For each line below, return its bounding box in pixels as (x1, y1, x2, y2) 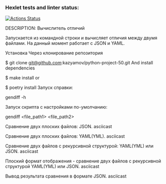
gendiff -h (5, 95, 26, 101)
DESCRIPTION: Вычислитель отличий (5, 25, 85, 31)
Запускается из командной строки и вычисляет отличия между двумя (5, 35, 157, 41)
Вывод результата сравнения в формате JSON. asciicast (5, 173, 127, 179)
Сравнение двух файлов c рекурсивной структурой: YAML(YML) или (5, 143, 154, 149)
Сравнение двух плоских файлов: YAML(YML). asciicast (5, 133, 125, 139)
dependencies (5, 65, 35, 71)
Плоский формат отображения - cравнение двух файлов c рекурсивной (5, 158, 161, 164)
